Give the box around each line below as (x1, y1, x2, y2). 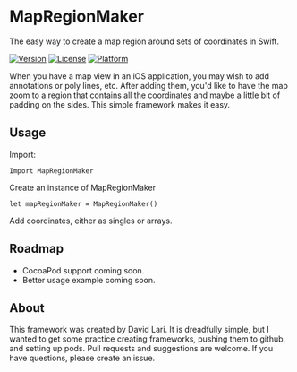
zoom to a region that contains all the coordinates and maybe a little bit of (9, 90, 281, 100)
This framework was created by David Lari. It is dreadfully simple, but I (9, 324, 270, 335)
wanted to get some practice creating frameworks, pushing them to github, (9, 333, 286, 344)
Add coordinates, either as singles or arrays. (9, 215, 173, 226)
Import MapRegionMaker (9, 166, 94, 176)
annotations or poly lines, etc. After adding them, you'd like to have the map (9, 80, 288, 91)
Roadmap (9, 241, 64, 256)
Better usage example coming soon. (21, 274, 156, 285)
